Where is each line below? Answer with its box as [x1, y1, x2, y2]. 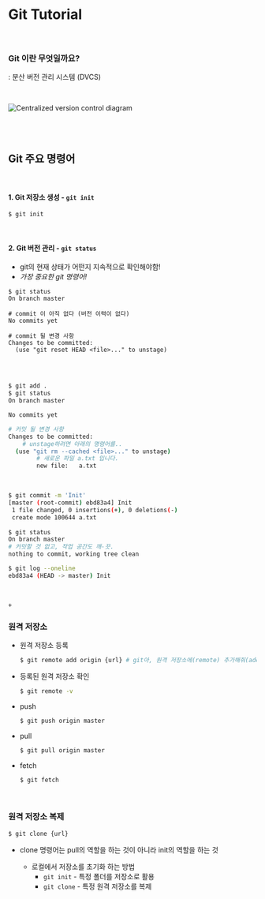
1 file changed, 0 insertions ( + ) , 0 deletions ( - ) [11, 506, 178, 514]
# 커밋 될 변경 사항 [8, 425, 65, 433]
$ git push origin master [19, 717, 105, 725]
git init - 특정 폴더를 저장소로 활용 [43, 871, 155, 881]
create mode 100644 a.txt [11, 513, 97, 522]
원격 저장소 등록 [19, 641, 69, 650]
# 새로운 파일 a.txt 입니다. [36, 455, 119, 463]
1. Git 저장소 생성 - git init [8, 192, 95, 202]
